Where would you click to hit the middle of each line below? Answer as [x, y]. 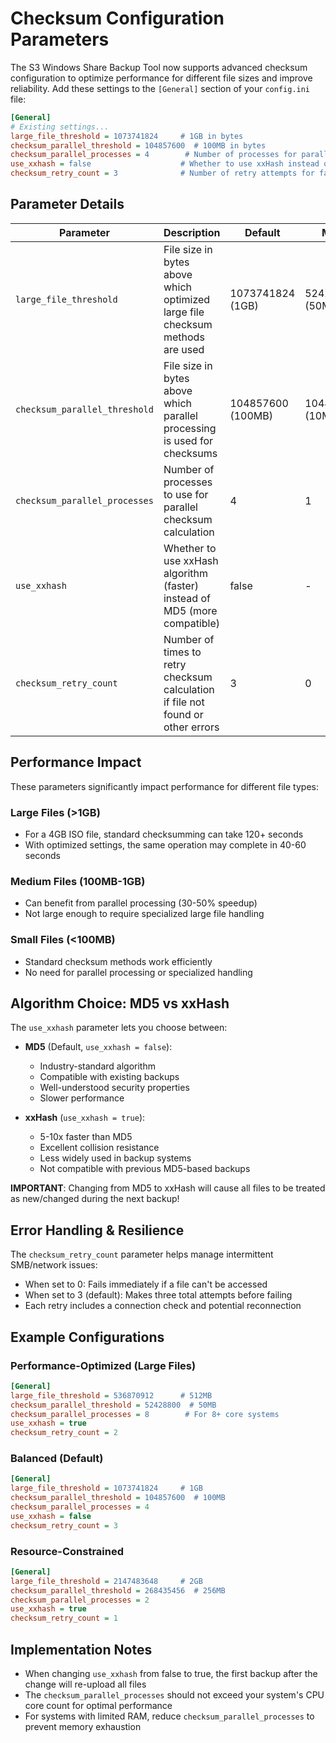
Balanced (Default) [57, 1459]
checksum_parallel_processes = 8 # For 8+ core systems [145, 1414]
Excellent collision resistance [99, 1148]
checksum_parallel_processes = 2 [80, 1600]
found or [183, 714]
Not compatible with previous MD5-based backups [145, 1169]
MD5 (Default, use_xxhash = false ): [98, 1047]
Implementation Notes [81, 1649]
